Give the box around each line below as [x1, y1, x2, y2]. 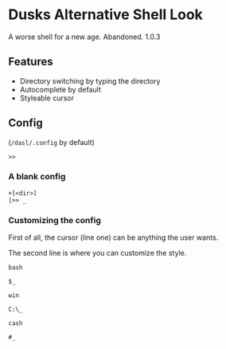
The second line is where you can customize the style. [8, 249, 187, 258]
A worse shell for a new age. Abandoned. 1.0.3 [8, 32, 161, 41]
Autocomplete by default [19, 84, 102, 94]
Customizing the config [8, 214, 101, 225]
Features [8, 55, 53, 69]
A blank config [8, 171, 66, 182]
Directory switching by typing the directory [19, 76, 161, 85]
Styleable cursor [19, 93, 74, 103]
